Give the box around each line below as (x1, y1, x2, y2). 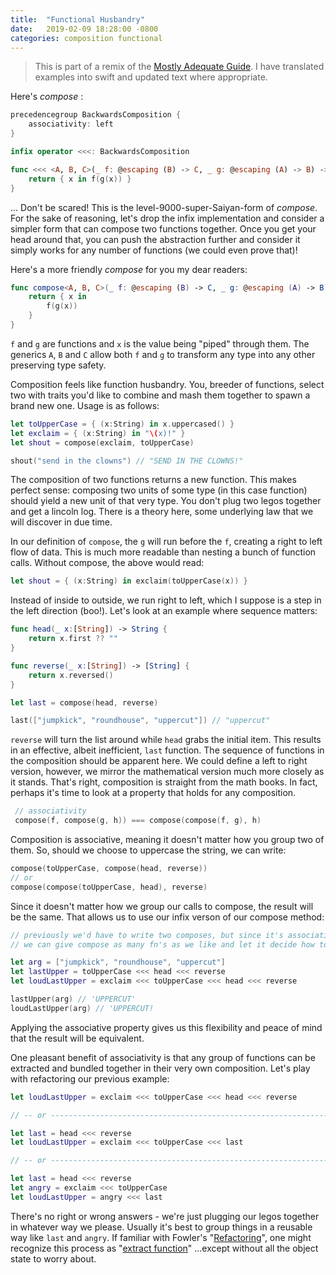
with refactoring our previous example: (10, 1072, 170, 1085)
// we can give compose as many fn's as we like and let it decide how (10, 939, 315, 950)
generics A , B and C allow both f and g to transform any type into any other (10, 348, 316, 360)
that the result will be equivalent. (10, 1032, 145, 1044)
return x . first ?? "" (28, 634, 118, 644)
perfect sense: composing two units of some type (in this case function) (10, 484, 308, 496)
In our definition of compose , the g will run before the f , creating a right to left (10, 536, 323, 548)
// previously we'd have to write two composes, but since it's (10, 930, 284, 940)
